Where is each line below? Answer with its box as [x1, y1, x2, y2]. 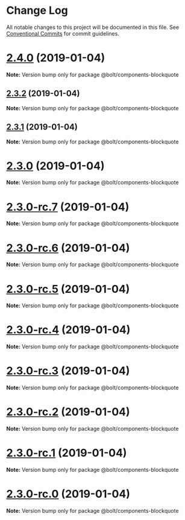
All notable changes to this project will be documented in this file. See [6, 23, 180, 31]
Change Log [6, 4, 68, 17]
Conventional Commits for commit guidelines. [6, 30, 119, 37]
